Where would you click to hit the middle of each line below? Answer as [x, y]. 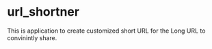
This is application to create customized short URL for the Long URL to [106, 31]
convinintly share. [32, 37]
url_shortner [43, 12]
